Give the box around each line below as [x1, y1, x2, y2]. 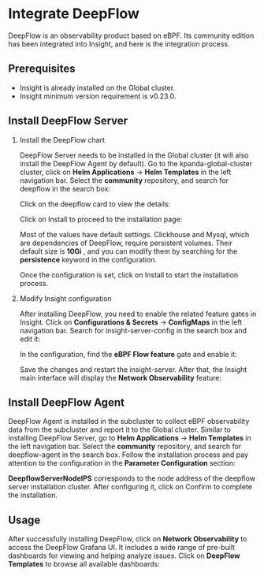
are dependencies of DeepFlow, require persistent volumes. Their [19, 238, 232, 247]
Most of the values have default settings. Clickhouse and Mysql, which [19, 229, 250, 239]
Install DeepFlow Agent [8, 396, 125, 409]
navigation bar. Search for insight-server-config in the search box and [19, 325, 247, 335]
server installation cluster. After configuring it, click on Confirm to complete [8, 482, 252, 492]
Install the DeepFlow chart [19, 135, 105, 144]
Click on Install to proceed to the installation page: [19, 214, 183, 224]
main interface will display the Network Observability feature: [19, 373, 222, 382]
